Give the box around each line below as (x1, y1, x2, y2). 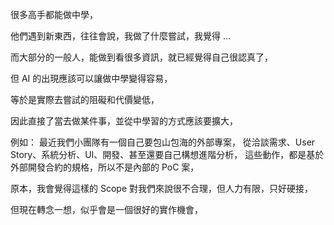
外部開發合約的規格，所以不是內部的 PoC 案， (10, 161, 200, 173)
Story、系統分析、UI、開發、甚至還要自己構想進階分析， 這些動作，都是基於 (10, 149, 325, 160)
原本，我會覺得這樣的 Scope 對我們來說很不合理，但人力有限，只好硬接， (10, 183, 313, 194)
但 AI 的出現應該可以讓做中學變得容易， (10, 73, 173, 84)
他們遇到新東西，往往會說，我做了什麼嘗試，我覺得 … (10, 30, 232, 42)
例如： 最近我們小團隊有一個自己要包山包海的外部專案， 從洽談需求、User (10, 136, 316, 148)
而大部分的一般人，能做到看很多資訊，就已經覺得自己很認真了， (10, 51, 273, 63)
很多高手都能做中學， (10, 9, 98, 20)
